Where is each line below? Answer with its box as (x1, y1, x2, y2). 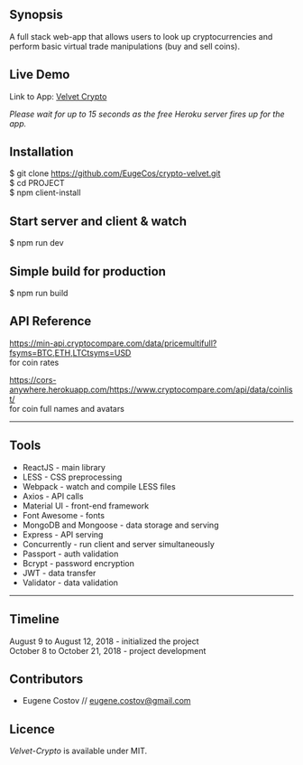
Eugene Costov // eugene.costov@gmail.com (22, 695, 191, 706)
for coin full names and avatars (9, 403, 124, 414)
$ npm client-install (9, 187, 81, 198)
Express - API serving (22, 528, 104, 540)
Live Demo (9, 67, 70, 82)
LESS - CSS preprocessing (22, 471, 123, 482)
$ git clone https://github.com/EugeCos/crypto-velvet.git (9, 168, 221, 179)
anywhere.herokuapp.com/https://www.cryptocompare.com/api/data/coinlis (9, 384, 293, 395)
